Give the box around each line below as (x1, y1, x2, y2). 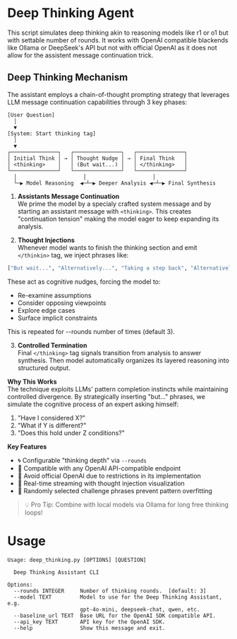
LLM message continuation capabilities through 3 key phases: (7, 98, 188, 106)
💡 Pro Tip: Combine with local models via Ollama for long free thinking (24, 500, 229, 509)
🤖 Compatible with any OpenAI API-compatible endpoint (17, 464, 181, 472)
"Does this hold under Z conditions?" (17, 428, 126, 437)
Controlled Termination (17, 341, 87, 350)
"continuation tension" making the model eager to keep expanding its (17, 214, 219, 223)
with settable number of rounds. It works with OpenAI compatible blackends (7, 35, 229, 44)
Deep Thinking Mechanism (7, 71, 128, 84)
